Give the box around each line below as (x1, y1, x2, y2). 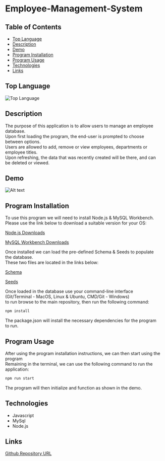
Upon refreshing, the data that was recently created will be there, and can (5, 154, 156, 160)
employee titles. (5, 149, 38, 155)
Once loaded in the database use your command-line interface (5, 289, 133, 295)
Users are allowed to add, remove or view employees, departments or (5, 144, 148, 150)
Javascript (12, 412, 34, 418)
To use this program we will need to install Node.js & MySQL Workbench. (5, 215, 155, 221)
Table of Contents (5, 23, 62, 31)
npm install (5, 308, 30, 313)
